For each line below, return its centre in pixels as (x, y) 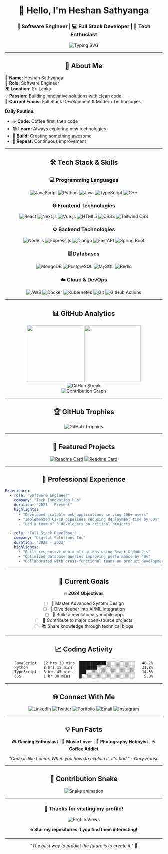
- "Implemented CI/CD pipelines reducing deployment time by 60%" (89, 519)
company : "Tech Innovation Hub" (48, 500)
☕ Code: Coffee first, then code (45, 121)
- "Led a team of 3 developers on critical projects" (76, 524)
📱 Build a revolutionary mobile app (88, 615)
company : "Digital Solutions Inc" (50, 538)
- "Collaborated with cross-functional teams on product (79, 561)
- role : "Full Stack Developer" (43, 533)
